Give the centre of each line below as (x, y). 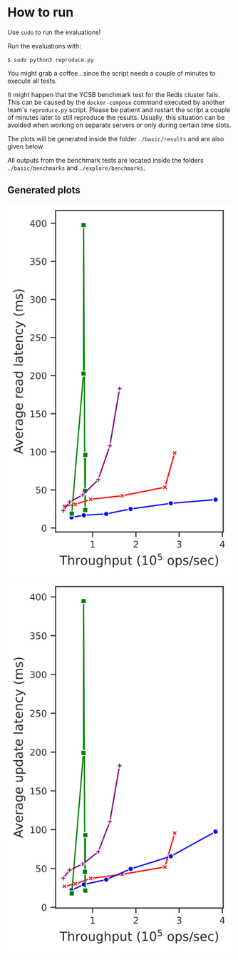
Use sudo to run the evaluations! (54, 32)
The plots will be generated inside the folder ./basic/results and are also (116, 138)
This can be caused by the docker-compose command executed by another (116, 102)
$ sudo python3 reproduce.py (51, 60)
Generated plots (44, 190)
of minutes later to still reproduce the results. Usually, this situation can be (116, 117)
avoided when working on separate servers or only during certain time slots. (119, 125)
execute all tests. (32, 81)
